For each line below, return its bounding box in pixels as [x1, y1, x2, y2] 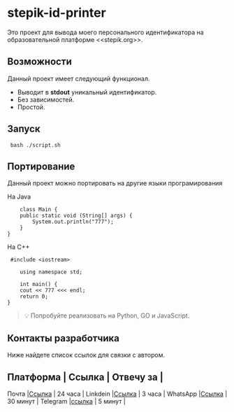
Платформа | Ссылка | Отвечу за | [7, 371, 164, 383]
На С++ [7, 243, 30, 251]
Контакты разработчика [7, 332, 120, 344]
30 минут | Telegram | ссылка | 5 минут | [7, 397, 126, 405]
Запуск [7, 123, 41, 135]
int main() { [20, 281, 58, 288]
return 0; [20, 293, 49, 300]
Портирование [7, 160, 75, 172]
